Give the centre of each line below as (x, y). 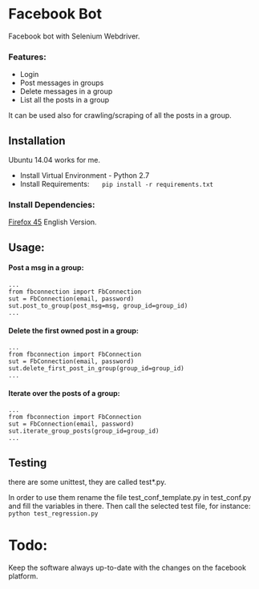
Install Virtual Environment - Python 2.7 (85, 175)
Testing (28, 463)
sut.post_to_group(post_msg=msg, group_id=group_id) (98, 305)
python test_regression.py (53, 514)
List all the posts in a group (65, 100)
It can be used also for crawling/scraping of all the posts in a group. (120, 115)
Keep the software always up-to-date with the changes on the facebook (127, 568)
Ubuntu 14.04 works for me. (55, 160)
